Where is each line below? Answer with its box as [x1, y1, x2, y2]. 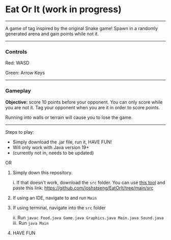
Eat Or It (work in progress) [5, 4, 122, 15]
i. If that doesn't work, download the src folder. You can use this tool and [12, 179, 165, 185]
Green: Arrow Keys [5, 70, 45, 76]
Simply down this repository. [12, 170, 73, 176]
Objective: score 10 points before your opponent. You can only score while [5, 99, 163, 105]
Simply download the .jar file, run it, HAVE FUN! [12, 139, 112, 145]
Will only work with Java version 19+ [12, 144, 90, 150]
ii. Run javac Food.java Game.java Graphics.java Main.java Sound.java [12, 214, 164, 221]
